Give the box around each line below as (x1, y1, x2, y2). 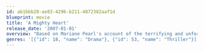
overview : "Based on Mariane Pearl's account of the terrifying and (6, 31, 183, 37)
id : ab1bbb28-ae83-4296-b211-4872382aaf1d (6, 8, 115, 15)
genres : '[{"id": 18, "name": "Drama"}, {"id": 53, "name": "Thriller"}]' (6, 36, 200, 42)
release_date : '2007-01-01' (6, 25, 78, 32)
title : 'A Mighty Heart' (6, 20, 69, 26)
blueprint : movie (6, 14, 50, 20)
